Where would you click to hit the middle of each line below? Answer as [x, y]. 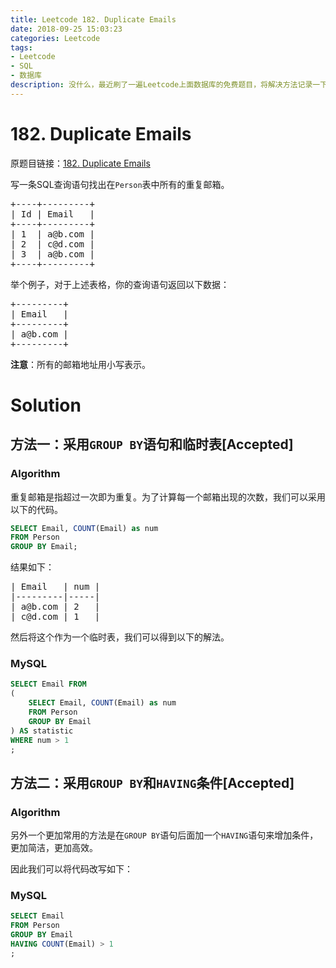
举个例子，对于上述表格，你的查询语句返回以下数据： [120, 284]
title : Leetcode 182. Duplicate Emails [93, 19]
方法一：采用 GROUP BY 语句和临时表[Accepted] [152, 444]
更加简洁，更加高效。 [54, 848]
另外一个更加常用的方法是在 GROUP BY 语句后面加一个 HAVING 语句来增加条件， [164, 835]
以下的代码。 [36, 509]
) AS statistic [42, 731]
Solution [46, 405]
